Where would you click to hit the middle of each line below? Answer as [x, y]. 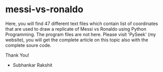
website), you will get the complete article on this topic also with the [77, 40]
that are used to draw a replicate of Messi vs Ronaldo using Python [76, 29]
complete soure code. [28, 45]
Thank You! [17, 55]
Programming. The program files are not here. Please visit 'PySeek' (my [81, 34]
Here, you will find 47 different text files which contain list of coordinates [82, 23]
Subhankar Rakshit [32, 65]
